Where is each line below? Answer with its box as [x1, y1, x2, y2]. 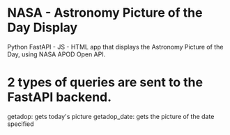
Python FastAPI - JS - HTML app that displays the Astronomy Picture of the [7, 42, 224, 51]
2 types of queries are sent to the [7, 74, 204, 90]
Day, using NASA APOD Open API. [7, 50, 106, 58]
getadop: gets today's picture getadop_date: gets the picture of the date [7, 112, 215, 120]
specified [7, 120, 34, 128]
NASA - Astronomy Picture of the [7, 5, 203, 21]
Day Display [7, 19, 78, 35]
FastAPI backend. [7, 89, 112, 105]
